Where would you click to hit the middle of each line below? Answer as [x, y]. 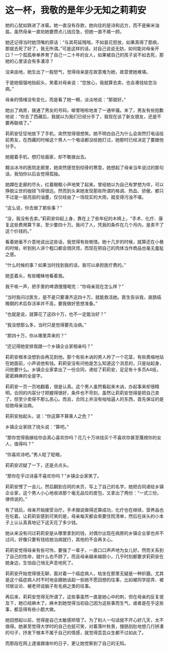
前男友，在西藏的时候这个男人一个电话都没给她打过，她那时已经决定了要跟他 [84, 139]
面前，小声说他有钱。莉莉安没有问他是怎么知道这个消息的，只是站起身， [89, 363]
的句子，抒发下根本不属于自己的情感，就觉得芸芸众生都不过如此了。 [76, 632]
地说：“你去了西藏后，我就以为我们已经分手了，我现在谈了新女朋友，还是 [81, 116]
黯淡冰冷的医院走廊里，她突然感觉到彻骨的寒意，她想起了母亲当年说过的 [80, 167]
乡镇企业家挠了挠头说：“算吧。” [37, 426]
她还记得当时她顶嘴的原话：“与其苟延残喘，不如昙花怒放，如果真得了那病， [83, 42]
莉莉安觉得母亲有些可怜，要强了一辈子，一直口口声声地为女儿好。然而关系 [82, 550]
